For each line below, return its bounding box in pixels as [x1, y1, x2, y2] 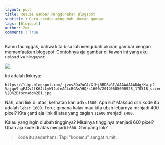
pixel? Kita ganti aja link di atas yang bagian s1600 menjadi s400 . [5, 110, 134, 116]
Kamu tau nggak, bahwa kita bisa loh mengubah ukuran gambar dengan [5, 44, 151, 49]
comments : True [5, 30, 38, 35]
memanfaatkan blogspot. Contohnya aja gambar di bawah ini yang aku [5, 49, 148, 55]
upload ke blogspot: [5, 54, 46, 59]
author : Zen [5, 26, 29, 30]
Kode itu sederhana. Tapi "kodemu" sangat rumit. [17, 134, 117, 140]
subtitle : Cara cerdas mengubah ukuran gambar [5, 16, 105, 21]
